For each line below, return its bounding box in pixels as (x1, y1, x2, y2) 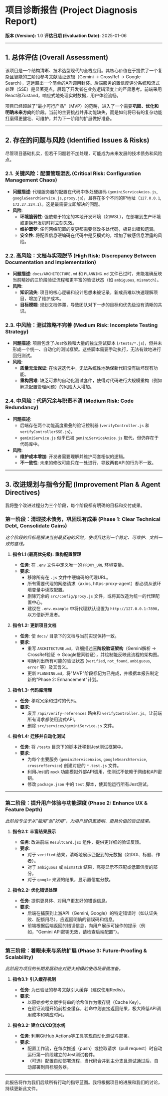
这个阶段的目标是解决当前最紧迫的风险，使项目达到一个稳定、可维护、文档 (5, 534, 158, 540)
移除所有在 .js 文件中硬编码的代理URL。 (27, 574, 111, 580)
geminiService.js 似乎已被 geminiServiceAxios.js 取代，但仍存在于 (19, 435, 159, 441)
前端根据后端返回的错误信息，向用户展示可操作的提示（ (27, 923, 141, 929)
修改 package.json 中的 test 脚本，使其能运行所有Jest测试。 (27, 781, 151, 787)
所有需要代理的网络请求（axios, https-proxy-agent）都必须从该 (27, 580, 157, 586)
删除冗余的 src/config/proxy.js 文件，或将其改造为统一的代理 (27, 593, 156, 599)
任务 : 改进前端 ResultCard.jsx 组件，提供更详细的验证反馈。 (19, 839, 144, 845)
